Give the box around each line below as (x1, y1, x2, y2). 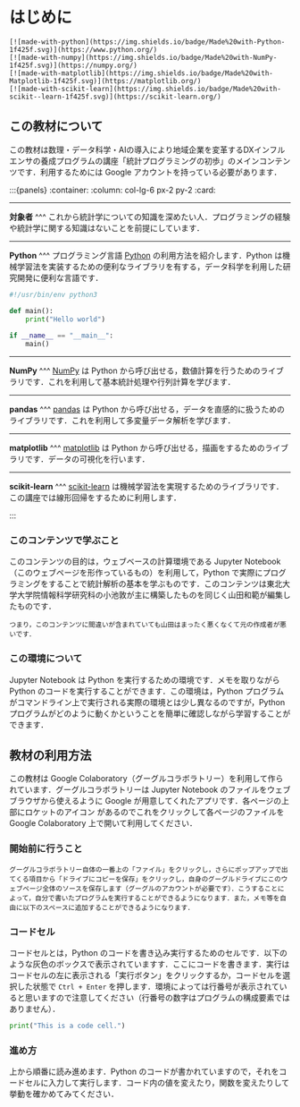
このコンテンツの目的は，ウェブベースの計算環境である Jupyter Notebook (9, 556, 281, 567)
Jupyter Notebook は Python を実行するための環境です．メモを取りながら (9, 674, 280, 685)
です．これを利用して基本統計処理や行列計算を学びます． (24, 377, 236, 387)
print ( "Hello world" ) (25, 314, 105, 324)
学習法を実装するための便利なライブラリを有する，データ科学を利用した (16, 260, 283, 272)
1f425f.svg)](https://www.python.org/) (9, 45, 158, 54)
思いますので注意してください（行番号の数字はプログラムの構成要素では (24, 992, 290, 1002)
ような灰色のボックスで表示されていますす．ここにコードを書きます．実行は (9, 958, 290, 969)
